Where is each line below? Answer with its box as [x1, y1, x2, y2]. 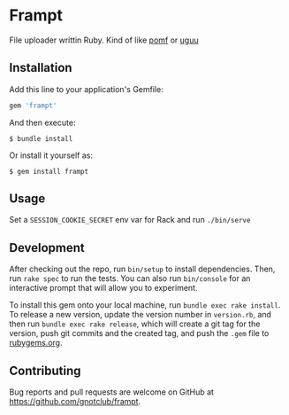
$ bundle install [9, 134, 73, 143]
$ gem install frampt [9, 167, 89, 176]
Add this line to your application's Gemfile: [9, 83, 164, 94]
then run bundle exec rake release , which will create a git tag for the [9, 318, 261, 329]
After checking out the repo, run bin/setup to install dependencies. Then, [9, 263, 276, 275]
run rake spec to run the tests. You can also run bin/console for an [9, 273, 251, 284]
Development [9, 240, 86, 255]
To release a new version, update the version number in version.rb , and [9, 309, 272, 320]
